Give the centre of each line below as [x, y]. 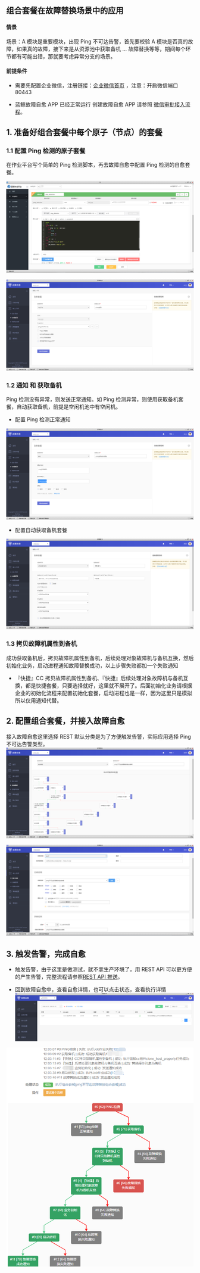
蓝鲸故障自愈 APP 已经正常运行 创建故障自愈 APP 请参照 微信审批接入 [100, 104]
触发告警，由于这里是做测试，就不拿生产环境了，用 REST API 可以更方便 [103, 969]
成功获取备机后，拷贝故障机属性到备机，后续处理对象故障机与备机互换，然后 [100, 658]
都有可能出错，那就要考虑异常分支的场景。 [63, 56]
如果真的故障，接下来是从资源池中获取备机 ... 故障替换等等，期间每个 [101, 49]
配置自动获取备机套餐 [41, 530]
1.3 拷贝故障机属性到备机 [42, 644]
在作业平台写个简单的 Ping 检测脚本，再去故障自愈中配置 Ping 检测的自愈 [96, 165]
